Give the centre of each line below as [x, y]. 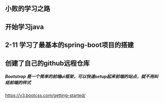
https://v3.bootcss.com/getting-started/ [45, 95]
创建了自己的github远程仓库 [47, 63]
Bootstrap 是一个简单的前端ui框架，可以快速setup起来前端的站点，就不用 [80, 77]
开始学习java [24, 27]
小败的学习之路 [28, 9]
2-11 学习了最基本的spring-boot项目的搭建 [70, 45]
